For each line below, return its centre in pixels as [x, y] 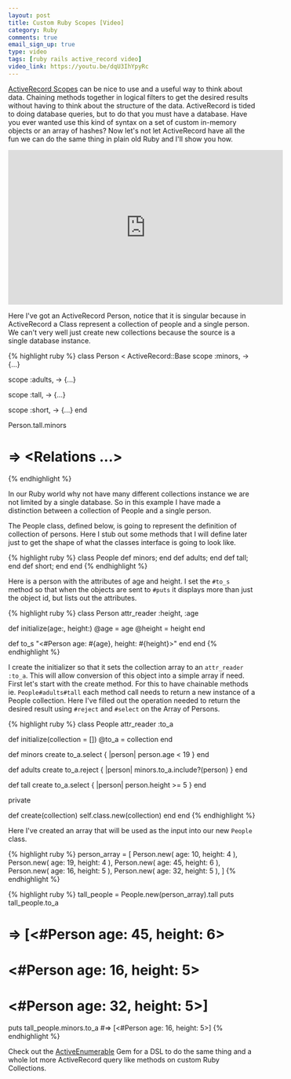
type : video [27, 52]
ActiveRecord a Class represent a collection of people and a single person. [129, 324]
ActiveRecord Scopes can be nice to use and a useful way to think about [125, 89]
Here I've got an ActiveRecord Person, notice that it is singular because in [127, 316]
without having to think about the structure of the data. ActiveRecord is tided [132, 105]
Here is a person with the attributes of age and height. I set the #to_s [119, 581]
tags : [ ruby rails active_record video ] [75, 60]
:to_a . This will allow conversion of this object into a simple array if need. [126, 675]
